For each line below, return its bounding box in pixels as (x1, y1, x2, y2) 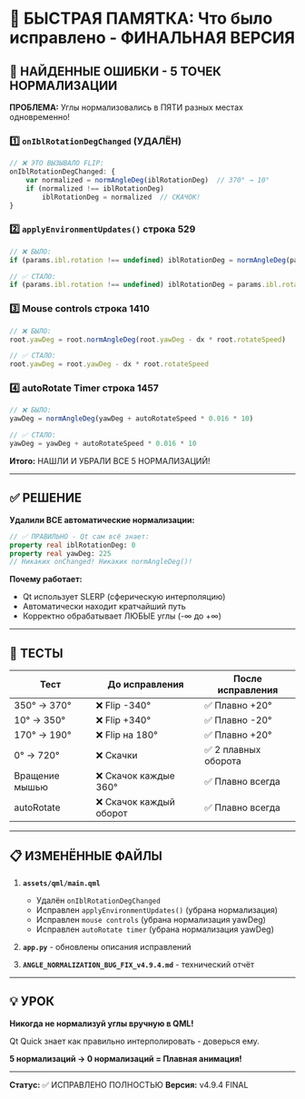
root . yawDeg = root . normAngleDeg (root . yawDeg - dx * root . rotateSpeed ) (9, 335, 286, 344)
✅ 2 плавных (203, 744, 261, 757)
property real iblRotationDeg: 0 (9, 540, 136, 549)
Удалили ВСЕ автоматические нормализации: (9, 514, 195, 525)
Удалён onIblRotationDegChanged (35, 895, 161, 906)
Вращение (14, 769, 61, 782)
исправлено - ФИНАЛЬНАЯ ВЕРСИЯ (9, 27, 295, 48)
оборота (203, 755, 242, 767)
